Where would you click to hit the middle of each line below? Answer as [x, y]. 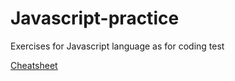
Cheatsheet [34, 65]
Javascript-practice [95, 18]
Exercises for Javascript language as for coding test [117, 46]
